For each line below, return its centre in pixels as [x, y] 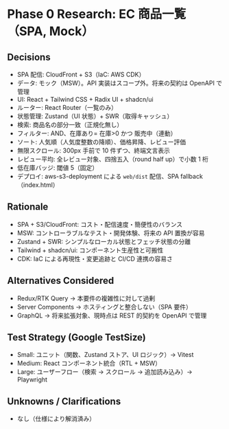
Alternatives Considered [61, 281]
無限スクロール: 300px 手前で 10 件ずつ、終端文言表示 [93, 151]
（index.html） [38, 185]
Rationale [28, 207]
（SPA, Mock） [51, 31]
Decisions [29, 57]
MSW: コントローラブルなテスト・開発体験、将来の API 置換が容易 [111, 233]
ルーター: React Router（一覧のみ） [67, 108]
